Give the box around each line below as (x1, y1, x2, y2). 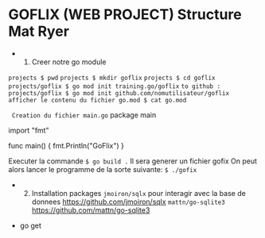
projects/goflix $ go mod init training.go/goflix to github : (8, 82, 221, 90)
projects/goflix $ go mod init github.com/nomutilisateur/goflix (8, 89, 229, 97)
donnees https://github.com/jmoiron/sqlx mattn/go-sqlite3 (31, 197, 225, 206)
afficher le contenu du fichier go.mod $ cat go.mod (8, 96, 187, 104)
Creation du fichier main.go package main (11, 109, 157, 120)
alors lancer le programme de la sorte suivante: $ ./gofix (8, 164, 197, 174)
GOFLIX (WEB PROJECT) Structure (8, 6, 242, 24)
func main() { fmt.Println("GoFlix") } (8, 140, 125, 150)
